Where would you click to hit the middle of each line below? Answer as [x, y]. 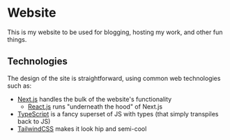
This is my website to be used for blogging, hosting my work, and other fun [115, 32]
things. [17, 39]
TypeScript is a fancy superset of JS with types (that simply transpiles [118, 114]
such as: [20, 86]
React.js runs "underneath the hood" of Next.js [95, 107]
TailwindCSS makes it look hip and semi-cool [82, 129]
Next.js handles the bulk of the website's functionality [94, 99]
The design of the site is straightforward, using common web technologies [114, 78]
